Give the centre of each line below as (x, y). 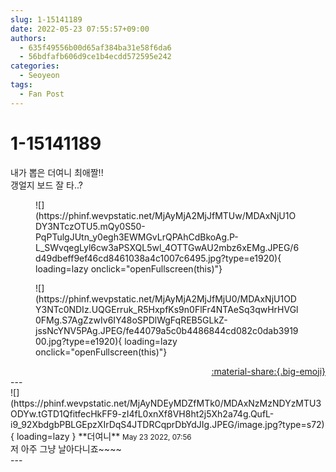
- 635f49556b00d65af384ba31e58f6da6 (95, 47)
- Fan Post (42, 94)
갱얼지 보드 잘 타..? (46, 185)
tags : (21, 85)
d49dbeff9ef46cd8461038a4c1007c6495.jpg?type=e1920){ (158, 258)
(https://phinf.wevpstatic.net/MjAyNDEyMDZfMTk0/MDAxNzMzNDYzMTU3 (166, 403)
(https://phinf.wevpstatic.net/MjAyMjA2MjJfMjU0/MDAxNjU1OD (166, 298)
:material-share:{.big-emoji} (268, 371)
